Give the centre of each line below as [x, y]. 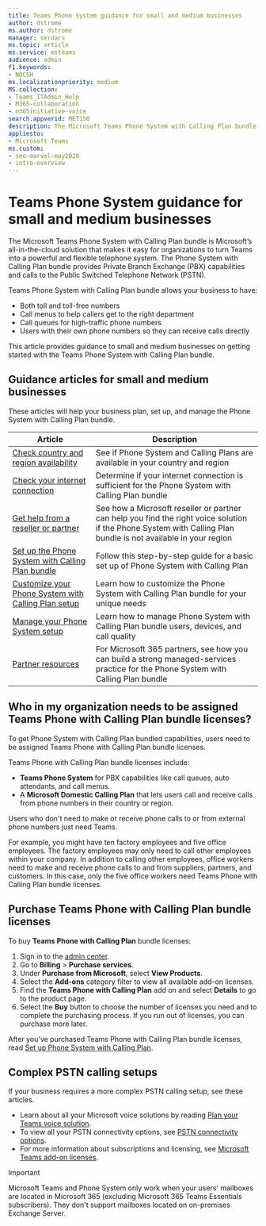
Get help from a [41, 518]
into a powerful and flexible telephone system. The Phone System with [123, 258]
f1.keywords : [30, 67]
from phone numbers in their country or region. [97, 803]
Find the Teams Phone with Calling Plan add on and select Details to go [138, 990]
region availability [45, 463]
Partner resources [46, 663]
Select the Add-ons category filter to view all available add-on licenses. [137, 982]
